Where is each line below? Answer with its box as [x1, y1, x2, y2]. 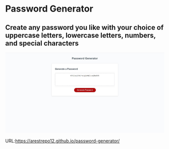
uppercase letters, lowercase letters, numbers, [5, 31, 156, 39]
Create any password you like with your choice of [5, 23, 164, 32]
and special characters [5, 39, 79, 47]
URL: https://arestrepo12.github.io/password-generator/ [5, 138, 120, 144]
